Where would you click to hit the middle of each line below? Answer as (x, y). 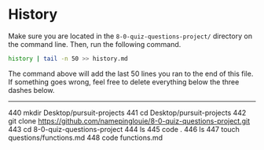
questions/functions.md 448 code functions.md (86, 137)
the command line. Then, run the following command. (95, 44)
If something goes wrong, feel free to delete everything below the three (124, 82)
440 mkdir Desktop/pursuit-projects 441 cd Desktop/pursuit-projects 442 (127, 112)
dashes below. (31, 90)
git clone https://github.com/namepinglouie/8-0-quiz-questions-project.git (129, 121)
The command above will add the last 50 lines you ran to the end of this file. (131, 73)
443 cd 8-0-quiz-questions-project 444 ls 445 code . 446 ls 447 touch (124, 129)
